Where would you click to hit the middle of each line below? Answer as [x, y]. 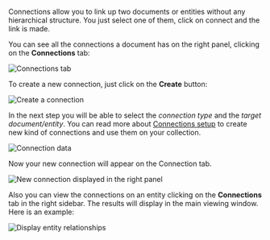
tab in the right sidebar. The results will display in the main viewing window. [133, 203]
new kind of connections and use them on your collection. [105, 132]
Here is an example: [42, 212]
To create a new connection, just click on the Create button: [108, 84]
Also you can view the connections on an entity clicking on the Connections [135, 195]
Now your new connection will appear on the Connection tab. [110, 163]
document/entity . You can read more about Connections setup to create [128, 124]
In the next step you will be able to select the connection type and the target [135, 115]
